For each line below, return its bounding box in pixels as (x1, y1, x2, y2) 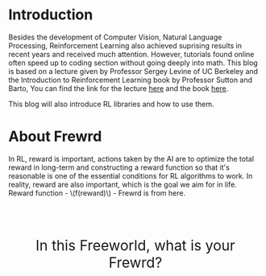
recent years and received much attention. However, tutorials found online (8, 49, 255, 59)
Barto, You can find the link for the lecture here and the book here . (8, 83, 229, 93)
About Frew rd (8, 127, 102, 146)
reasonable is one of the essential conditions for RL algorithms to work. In (8, 171, 253, 180)
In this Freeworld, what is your (35, 236, 235, 254)
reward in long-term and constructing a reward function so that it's (8, 163, 230, 172)
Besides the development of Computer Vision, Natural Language (8, 32, 222, 42)
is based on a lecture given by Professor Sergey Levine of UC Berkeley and (8, 66, 259, 76)
